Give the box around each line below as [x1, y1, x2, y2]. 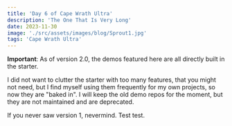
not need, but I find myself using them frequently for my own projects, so [7, 83, 216, 91]
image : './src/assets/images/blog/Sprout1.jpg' [7, 29, 148, 37]
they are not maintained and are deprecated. [7, 98, 134, 106]
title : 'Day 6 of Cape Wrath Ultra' [7, 10, 113, 17]
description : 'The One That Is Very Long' [7, 17, 132, 24]
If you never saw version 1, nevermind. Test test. [7, 111, 145, 120]
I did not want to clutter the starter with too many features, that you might [7, 75, 217, 84]
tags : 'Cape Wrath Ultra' [7, 36, 82, 43]
